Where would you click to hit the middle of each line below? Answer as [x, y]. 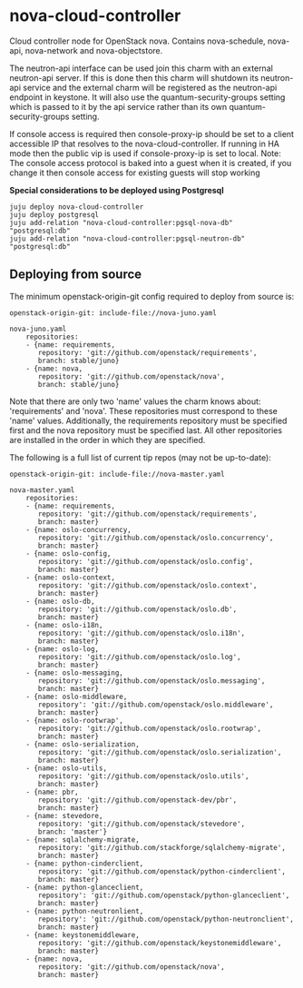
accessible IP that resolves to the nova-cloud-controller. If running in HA [144, 143]
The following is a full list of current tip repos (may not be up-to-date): [141, 457]
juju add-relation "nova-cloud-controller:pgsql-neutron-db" [127, 238]
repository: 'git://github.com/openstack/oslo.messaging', [151, 681]
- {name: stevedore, [64, 815]
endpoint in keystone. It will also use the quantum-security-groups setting [147, 97]
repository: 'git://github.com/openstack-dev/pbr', [137, 800]
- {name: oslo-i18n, [64, 625]
